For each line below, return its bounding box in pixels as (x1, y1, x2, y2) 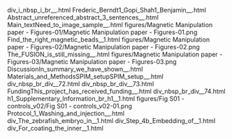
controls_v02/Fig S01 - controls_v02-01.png (7, 102, 133, 110)
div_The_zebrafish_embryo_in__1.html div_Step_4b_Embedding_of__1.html (7, 117, 216, 124)
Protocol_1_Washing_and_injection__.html (7, 109, 124, 117)
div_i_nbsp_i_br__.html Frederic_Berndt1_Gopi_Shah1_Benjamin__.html (7, 6, 206, 14)
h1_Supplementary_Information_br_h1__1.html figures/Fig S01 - (7, 95, 185, 103)
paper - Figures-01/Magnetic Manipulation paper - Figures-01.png (7, 28, 198, 36)
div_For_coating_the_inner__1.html (7, 124, 103, 132)
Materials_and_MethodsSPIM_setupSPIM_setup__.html (7, 72, 164, 81)
